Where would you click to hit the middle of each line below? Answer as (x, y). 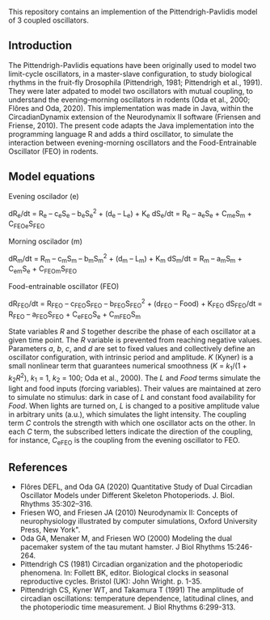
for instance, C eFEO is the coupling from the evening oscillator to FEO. (124, 441)
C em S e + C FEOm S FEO (43, 270)
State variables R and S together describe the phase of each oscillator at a (132, 332)
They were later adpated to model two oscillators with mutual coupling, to (131, 91)
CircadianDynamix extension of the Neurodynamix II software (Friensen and (135, 117)
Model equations (52, 177)
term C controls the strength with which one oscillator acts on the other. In (132, 423)
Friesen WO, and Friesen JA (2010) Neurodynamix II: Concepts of (129, 512)
